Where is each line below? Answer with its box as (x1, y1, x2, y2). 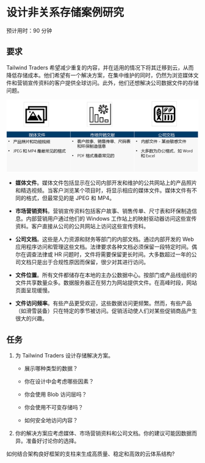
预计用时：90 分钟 (6, 27, 52, 34)
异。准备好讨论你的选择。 (15, 437, 80, 445)
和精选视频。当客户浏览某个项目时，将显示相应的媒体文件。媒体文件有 (15, 187, 192, 194)
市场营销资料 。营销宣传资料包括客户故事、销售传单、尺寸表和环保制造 (15, 207, 192, 215)
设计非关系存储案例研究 (6, 5, 124, 20)
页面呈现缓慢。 (15, 287, 53, 294)
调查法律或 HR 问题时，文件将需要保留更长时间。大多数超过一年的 (26, 251, 192, 258)
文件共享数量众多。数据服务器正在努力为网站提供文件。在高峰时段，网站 (15, 279, 197, 287)
